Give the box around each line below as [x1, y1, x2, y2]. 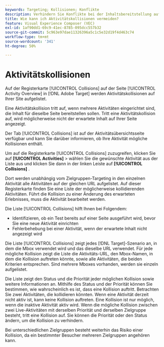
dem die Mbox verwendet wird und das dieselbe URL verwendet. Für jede [5, 246, 153, 251]
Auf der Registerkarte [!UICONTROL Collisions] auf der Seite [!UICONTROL [5, 85, 156, 91]
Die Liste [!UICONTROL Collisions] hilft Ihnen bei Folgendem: [5, 205, 127, 211]
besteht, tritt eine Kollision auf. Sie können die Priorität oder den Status [5, 312, 147, 318]
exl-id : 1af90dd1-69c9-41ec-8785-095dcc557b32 [5, 25, 102, 30]
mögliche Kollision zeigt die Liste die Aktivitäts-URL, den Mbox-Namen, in [5, 250, 153, 256]
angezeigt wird [12, 231, 42, 237]
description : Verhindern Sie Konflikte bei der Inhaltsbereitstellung [5, 12, 152, 17]
